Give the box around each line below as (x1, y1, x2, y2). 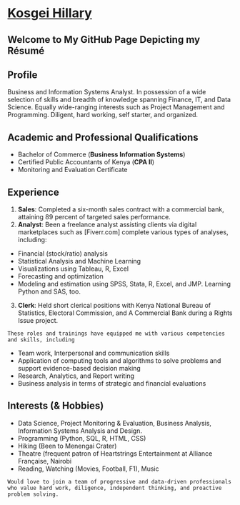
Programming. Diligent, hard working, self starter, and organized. (7, 111, 199, 119)
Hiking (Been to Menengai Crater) (17, 441, 117, 450)
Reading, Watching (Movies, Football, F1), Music (17, 464, 159, 473)
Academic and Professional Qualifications (7, 131, 199, 144)
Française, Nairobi (17, 456, 72, 465)
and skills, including (7, 336, 75, 344)
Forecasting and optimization (17, 272, 104, 281)
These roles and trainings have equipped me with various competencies (7, 330, 225, 337)
